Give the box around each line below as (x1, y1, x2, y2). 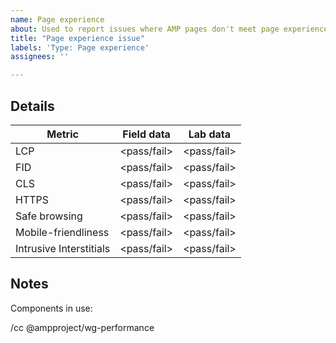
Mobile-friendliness (15, 225, 110, 239)
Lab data (188, 127, 232, 141)
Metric (46, 127, 79, 141)
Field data (122, 127, 171, 141)
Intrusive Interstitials (15, 241, 111, 255)
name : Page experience (10, 14, 105, 25)
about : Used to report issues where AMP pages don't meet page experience (10, 24, 329, 34)
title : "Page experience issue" (10, 33, 145, 43)
